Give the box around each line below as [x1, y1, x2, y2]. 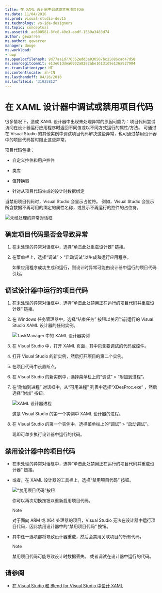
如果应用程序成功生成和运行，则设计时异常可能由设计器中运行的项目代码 [12, 265, 157, 270]
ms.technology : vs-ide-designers [5, 20, 73, 26]
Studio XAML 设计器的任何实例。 [12, 323, 78, 328]
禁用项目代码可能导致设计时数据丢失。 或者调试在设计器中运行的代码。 [12, 553, 154, 559]
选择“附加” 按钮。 [12, 390, 48, 396]
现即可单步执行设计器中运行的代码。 [12, 432, 85, 437]
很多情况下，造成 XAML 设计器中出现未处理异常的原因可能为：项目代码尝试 [5, 118, 156, 124]
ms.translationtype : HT [5, 66, 53, 71]
